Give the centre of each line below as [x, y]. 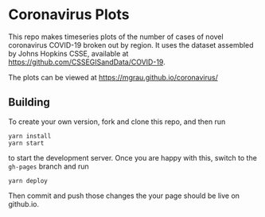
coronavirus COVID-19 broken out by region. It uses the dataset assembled [131, 45]
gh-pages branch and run [49, 166]
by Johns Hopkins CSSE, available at [68, 53]
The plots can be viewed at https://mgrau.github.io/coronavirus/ [113, 77]
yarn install [30, 136]
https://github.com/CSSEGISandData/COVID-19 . [87, 62]
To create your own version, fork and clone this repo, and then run [117, 122]
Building [29, 102]
